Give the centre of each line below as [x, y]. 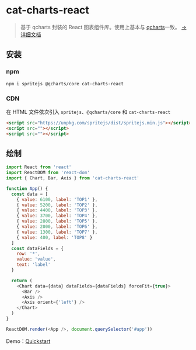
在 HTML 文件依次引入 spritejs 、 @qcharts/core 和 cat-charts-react [88, 112]
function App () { [27, 188]
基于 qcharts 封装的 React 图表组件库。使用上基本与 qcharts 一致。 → [103, 27]
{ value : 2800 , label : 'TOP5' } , [57, 221]
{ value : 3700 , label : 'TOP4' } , [57, 216]
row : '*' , [29, 254]
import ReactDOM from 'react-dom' [48, 173]
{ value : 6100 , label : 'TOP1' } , [57, 199]
